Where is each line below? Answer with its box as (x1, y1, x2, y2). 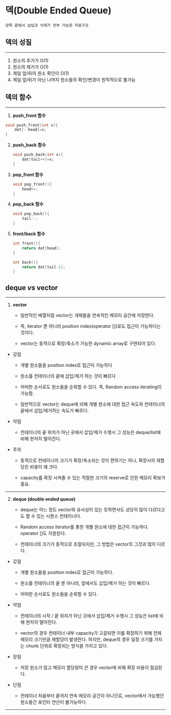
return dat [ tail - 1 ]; (22, 264, 66, 270)
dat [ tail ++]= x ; (22, 157, 54, 162)
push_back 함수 (12, 142, 46, 148)
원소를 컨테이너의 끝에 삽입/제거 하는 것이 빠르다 (20, 373, 116, 379)
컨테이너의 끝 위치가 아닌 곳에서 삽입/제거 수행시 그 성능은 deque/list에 (20, 429, 161, 435)
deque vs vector (5, 283, 58, 292)
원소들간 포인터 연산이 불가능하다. (20, 699, 88, 705)
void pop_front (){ (12, 182, 52, 187)
